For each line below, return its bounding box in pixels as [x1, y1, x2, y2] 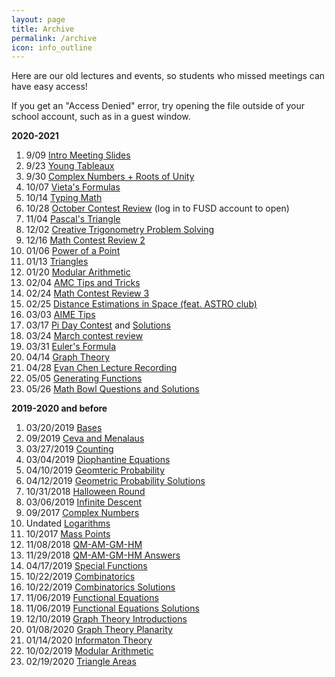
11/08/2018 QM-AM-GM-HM [25, 539, 143, 551]
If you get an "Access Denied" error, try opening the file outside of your [11, 100, 306, 112]
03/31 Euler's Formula [25, 341, 117, 353]
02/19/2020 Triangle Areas [25, 656, 137, 668]
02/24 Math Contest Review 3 [25, 287, 150, 300]
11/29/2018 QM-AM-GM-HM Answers [25, 549, 181, 561]
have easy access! [11, 81, 88, 93]
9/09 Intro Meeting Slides [25, 149, 131, 161]
